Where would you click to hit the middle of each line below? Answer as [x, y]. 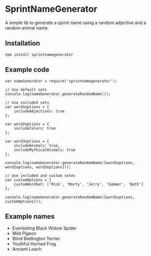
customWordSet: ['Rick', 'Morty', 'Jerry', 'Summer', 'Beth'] [79, 184]
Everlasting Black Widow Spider [44, 228]
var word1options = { [27, 107]
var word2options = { [27, 124]
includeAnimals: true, [37, 145]
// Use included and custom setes [40, 175]
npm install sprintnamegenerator [39, 55]
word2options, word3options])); [38, 167]
